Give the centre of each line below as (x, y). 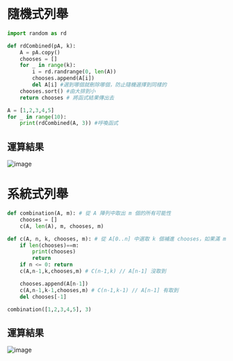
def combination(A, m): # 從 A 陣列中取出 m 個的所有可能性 (89, 213)
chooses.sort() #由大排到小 (58, 91)
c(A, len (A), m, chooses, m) (62, 226)
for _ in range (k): (48, 66)
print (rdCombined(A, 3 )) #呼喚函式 (69, 123)
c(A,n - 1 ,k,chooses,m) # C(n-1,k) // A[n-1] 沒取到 (93, 271)
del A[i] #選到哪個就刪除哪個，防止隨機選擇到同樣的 (99, 85)
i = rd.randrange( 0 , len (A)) (74, 72)
